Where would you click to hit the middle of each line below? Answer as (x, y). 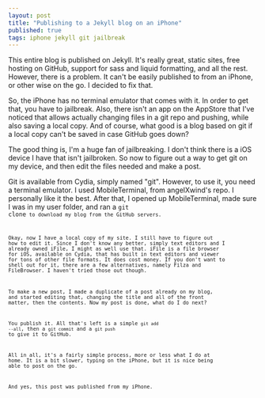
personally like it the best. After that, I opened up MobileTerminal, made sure (132, 199)
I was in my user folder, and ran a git (68, 207)
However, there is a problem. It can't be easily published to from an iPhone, (131, 77)
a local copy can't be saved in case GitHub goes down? (99, 135)
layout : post (30, 15)
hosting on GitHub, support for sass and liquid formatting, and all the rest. (128, 69)
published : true (35, 30)
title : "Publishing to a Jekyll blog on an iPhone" (95, 23)
